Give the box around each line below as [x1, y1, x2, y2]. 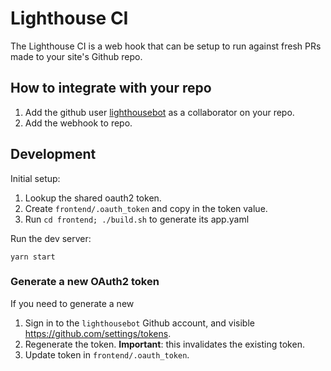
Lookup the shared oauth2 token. [24, 192, 162, 204]
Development [10, 146, 97, 163]
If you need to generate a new [10, 297, 135, 309]
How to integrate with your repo [10, 80, 212, 97]
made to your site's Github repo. [10, 50, 143, 62]
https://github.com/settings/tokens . [24, 327, 172, 339]
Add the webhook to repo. [24, 117, 133, 129]
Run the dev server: [10, 232, 92, 244]
